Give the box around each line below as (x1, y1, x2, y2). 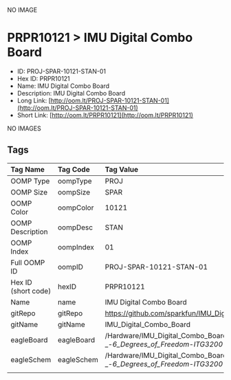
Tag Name (10, 164, 45, 174)
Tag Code (57, 164, 91, 174)
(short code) (10, 286, 52, 295)
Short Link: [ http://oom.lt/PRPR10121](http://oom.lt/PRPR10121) (16, 111, 194, 119)
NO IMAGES (7, 124, 41, 133)
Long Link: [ (16, 96, 52, 104)
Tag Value (104, 164, 139, 174)
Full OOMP (10, 258, 45, 267)
